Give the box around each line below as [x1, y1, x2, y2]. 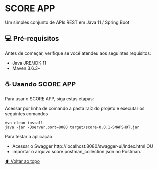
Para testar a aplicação [5, 133, 52, 139]
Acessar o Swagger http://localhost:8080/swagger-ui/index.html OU [12, 143, 153, 149]
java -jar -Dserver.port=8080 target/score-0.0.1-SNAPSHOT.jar [5, 125, 140, 130]
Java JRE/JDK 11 [12, 60, 46, 66]
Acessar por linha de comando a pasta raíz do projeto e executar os [5, 105, 145, 111]
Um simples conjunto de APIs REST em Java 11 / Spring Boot [5, 19, 130, 25]
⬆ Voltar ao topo [5, 158, 40, 164]
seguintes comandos [5, 110, 48, 117]
